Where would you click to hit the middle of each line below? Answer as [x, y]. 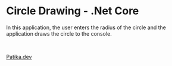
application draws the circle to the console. [59, 33]
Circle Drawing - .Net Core [73, 11]
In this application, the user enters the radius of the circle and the [86, 27]
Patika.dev [19, 56]
